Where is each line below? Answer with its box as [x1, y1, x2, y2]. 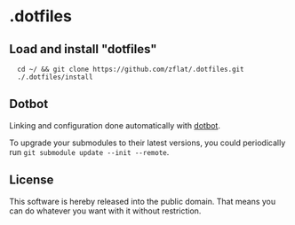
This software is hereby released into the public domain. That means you [9, 196, 276, 206]
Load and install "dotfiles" [9, 42, 157, 57]
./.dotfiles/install [17, 73, 93, 81]
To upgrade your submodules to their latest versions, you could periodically [9, 137, 286, 148]
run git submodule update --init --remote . [9, 146, 170, 157]
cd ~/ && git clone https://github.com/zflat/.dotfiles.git [17, 65, 244, 74]
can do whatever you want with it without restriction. [9, 206, 202, 216]
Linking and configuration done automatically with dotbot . [9, 120, 220, 130]
